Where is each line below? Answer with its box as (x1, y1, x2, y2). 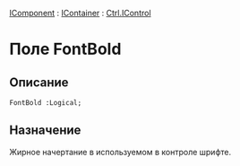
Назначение (9, 123, 81, 138)
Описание (9, 74, 69, 90)
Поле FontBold (9, 39, 122, 59)
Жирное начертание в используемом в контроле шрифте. (9, 146, 231, 157)
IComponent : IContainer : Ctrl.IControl (9, 8, 151, 18)
